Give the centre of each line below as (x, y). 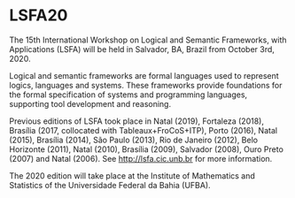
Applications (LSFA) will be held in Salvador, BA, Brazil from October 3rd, (142, 49)
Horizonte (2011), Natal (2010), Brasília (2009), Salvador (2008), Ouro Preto (146, 149)
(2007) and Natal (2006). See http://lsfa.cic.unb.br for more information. (141, 158)
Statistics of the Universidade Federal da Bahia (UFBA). (110, 185)
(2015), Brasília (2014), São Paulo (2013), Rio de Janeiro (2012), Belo (134, 140)
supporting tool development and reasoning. (90, 103)
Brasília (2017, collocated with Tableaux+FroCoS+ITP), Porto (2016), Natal (143, 130)
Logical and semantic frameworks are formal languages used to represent (144, 75)
